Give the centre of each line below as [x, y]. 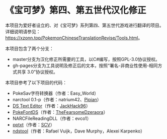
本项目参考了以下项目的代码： [36, 82]
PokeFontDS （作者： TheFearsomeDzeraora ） [60, 112]
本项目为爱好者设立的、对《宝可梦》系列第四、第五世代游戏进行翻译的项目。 [85, 25]
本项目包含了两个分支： [29, 48]
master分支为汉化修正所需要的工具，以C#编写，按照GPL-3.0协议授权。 [86, 59]
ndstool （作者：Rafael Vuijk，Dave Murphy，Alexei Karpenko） [78, 131]
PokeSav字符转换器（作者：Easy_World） [56, 93]
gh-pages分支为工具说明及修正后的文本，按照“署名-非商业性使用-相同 [85, 65]
